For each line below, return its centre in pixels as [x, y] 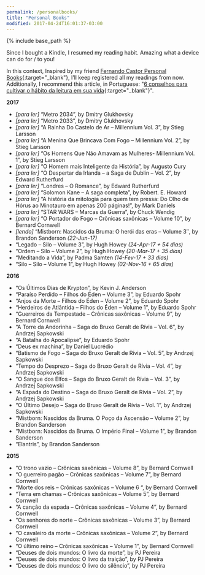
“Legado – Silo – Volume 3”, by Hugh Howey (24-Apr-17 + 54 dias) [99, 245]
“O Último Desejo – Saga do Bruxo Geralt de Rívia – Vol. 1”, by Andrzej [103, 405]
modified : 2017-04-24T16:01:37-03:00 [55, 23]
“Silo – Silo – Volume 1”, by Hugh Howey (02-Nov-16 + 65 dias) [94, 264]
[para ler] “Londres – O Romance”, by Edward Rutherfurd [87, 186]
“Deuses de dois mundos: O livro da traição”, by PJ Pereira [89, 559]
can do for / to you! [31, 59]
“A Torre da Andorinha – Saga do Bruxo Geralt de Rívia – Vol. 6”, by [99, 327]
